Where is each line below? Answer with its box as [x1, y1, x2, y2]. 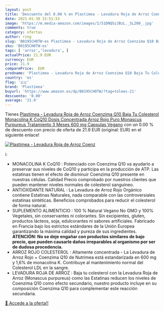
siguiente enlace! [5, 132, 40, 138]
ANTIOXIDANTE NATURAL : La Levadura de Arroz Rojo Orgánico [12, 187, 142, 193]
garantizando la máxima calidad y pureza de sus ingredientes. [12, 228, 137, 234]
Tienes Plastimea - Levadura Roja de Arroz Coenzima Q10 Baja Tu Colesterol [5, 111, 159, 117]
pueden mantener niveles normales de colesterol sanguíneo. [12, 182, 134, 188]
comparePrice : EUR [5, 66, 45, 71]
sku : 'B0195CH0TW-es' [5, 43, 49, 48]
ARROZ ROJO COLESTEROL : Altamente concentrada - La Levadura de [12, 249, 155, 255]
